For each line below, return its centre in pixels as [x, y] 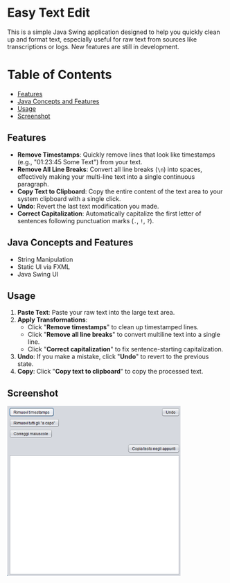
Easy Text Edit [49, 13]
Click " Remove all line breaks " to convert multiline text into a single [124, 335]
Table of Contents [60, 75]
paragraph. [33, 184]
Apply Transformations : [52, 320]
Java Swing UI [38, 274]
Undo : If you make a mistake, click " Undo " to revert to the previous [113, 357]
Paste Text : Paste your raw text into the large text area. [96, 313]
